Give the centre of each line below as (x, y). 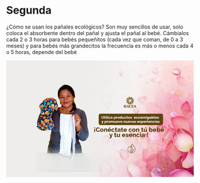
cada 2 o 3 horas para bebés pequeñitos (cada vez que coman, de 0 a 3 (95, 39)
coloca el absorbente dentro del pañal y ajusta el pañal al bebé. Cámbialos (98, 33)
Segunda (29, 10)
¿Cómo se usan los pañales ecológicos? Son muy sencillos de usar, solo (95, 27)
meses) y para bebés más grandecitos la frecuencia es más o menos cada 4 (100, 46)
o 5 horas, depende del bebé (42, 52)
